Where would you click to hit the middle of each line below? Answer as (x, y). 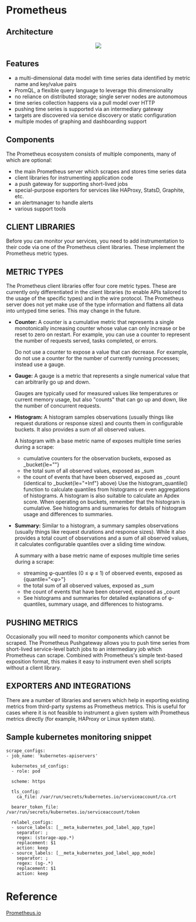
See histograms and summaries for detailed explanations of (95, 598)
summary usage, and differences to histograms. (106, 604)
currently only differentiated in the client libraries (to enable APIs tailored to (97, 292)
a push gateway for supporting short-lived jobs (71, 184)
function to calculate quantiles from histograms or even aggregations (106, 489)
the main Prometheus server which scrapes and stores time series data (100, 171)
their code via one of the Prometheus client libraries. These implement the (95, 247)
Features (23, 64)
